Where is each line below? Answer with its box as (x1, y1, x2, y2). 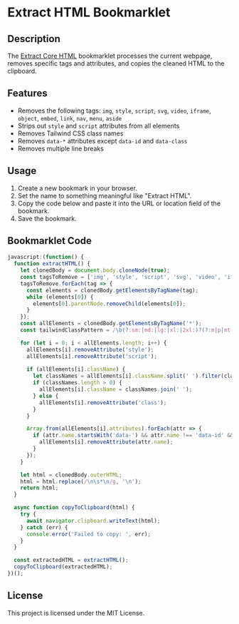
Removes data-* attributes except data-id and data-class (17, 136, 188, 145)
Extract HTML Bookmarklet (7, 4, 171, 21)
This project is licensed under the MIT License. (7, 608, 145, 617)
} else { (33, 392, 59, 399)
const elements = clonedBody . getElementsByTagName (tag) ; (26, 287, 199, 294)
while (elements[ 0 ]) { (26, 293, 94, 300)
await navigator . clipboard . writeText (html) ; (26, 517, 161, 524)
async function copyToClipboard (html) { (14, 504, 135, 511)
